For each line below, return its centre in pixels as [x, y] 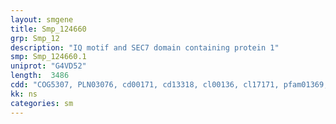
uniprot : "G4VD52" [48, 66]
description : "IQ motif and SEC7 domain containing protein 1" [145, 47]
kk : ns [24, 94]
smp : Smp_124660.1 [48, 57]
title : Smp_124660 [48, 29]
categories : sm [42, 103]
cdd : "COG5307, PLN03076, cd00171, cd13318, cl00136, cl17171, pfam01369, [169, 85]
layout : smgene [42, 19]
